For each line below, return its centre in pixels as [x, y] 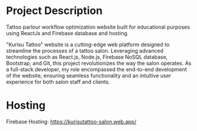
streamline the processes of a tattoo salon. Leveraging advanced [85, 50]
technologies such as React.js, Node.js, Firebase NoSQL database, [87, 57]
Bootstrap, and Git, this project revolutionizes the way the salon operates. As [99, 63]
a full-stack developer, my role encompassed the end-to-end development [96, 69]
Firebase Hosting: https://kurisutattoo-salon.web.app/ [71, 122]
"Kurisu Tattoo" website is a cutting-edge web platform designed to [88, 44]
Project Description [54, 11]
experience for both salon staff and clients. [58, 82]
